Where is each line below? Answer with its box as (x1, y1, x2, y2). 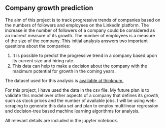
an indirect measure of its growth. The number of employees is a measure (5, 32, 155, 38)
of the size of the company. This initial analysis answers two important (5, 38, 148, 44)
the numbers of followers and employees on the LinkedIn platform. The (5, 22, 149, 28)
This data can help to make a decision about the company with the (12, 63, 148, 69)
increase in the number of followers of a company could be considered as (5, 27, 155, 33)
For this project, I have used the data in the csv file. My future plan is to (5, 87, 149, 93)
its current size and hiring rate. (12, 57, 75, 63)
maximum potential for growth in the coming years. (12, 68, 116, 74)
